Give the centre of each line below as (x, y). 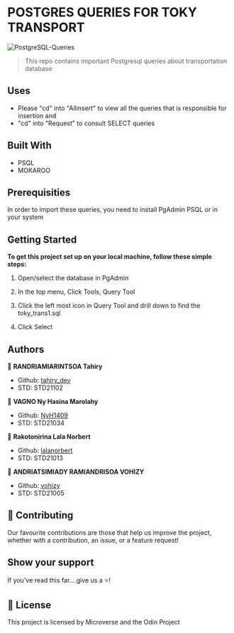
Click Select (35, 327)
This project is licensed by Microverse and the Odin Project (94, 622)
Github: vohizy (39, 485)
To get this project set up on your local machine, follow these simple (110, 257)
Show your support (51, 563)
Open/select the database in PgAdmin (73, 278)
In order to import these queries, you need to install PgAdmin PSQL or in (113, 210)
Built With (29, 145)
